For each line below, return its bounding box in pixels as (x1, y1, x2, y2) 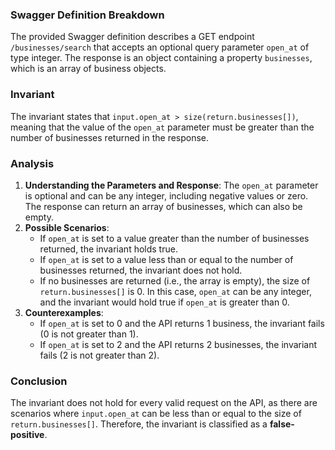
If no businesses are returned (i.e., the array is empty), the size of (39, 274, 311, 287)
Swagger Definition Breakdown (10, 8, 165, 22)
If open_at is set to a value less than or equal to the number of (39, 253, 294, 265)
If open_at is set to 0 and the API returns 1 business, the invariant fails (39, 317, 325, 329)
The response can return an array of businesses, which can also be (24, 200, 303, 212)
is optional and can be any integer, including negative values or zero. (24, 189, 309, 202)
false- (269, 418, 295, 430)
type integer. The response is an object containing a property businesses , (10, 52, 313, 64)
